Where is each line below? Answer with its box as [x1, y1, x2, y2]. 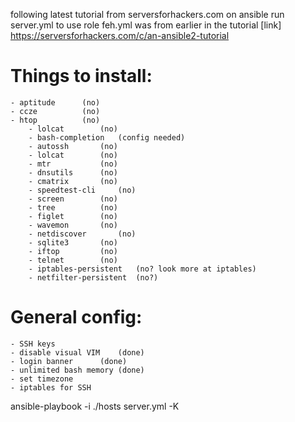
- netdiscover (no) [28, 229, 137, 239]
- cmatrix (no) [28, 176, 118, 186]
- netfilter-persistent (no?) [28, 272, 159, 283]
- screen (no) [28, 194, 118, 204]
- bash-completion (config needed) [28, 132, 186, 143]
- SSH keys [10, 339, 56, 349]
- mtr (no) [28, 159, 118, 169]
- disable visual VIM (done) [10, 347, 145, 358]
